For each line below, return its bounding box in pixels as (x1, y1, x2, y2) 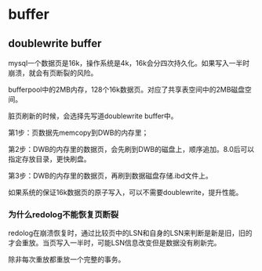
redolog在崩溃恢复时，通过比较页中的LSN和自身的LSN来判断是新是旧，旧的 (8, 229, 253, 238)
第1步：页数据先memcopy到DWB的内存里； (8, 128, 149, 137)
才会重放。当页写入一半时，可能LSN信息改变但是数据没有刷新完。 (8, 238, 221, 248)
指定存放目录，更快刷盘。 (8, 154, 91, 164)
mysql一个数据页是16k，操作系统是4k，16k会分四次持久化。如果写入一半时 (8, 59, 250, 67)
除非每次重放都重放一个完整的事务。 (8, 255, 126, 264)
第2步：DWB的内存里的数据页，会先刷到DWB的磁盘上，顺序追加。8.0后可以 (8, 145, 255, 154)
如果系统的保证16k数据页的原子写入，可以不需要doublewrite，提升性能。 (8, 188, 243, 197)
